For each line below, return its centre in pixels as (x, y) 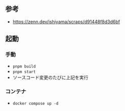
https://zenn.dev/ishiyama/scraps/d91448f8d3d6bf (66, 21)
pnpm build (24, 66)
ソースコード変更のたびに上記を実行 (51, 77)
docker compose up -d (35, 103)
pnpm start (24, 72)
